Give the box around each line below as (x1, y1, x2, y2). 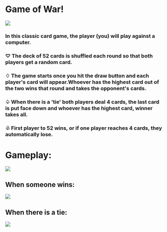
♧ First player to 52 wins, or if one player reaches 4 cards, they (5, 125, 162, 132)
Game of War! (5, 4, 64, 15)
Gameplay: (5, 149, 52, 161)
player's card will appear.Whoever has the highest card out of (5, 78, 159, 85)
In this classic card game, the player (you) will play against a (5, 32, 155, 39)
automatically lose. (5, 131, 53, 138)
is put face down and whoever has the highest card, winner (5, 104, 153, 111)
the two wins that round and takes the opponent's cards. (5, 85, 147, 92)
